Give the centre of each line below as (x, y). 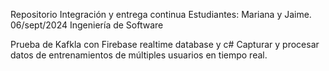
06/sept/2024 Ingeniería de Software (87, 25)
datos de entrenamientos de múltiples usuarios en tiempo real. (139, 55)
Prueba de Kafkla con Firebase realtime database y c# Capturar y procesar (165, 44)
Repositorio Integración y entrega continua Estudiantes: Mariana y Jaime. (161, 14)
